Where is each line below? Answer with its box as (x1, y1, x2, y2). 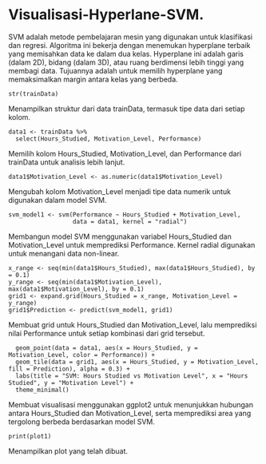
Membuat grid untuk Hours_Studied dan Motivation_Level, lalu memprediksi (8, 319, 257, 329)
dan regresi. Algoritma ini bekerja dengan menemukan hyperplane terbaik (8, 40, 251, 50)
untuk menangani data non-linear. (8, 248, 120, 258)
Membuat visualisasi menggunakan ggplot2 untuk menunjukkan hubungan (8, 399, 254, 409)
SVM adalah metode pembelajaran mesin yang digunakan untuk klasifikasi (8, 32, 253, 42)
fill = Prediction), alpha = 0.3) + (8, 365, 130, 373)
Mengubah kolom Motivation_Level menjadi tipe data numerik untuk (8, 186, 232, 196)
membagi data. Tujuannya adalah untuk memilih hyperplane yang (8, 65, 223, 75)
